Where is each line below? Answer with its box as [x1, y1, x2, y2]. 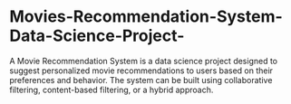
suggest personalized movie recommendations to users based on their [9, 65, 274, 76]
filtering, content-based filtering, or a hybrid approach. [9, 84, 214, 95]
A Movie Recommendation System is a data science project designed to [9, 55, 278, 66]
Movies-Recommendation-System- [9, 6, 283, 27]
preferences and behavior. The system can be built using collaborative [9, 74, 273, 85]
